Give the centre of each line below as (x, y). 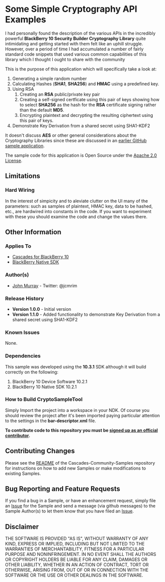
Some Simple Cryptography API (71, 9)
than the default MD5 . (42, 110)
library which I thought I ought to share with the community (65, 59)
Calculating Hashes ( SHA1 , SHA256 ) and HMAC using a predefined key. (85, 84)
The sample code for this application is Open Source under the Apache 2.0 (81, 155)
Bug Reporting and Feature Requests (63, 489)
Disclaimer (22, 527)
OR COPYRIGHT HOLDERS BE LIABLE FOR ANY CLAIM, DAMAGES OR (76, 560)
